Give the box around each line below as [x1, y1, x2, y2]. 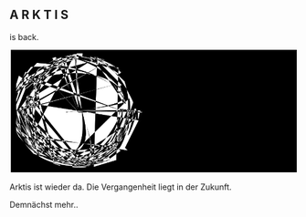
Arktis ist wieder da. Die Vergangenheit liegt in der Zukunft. [9, 181, 232, 192]
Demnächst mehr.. [9, 200, 79, 211]
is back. [9, 31, 39, 42]
